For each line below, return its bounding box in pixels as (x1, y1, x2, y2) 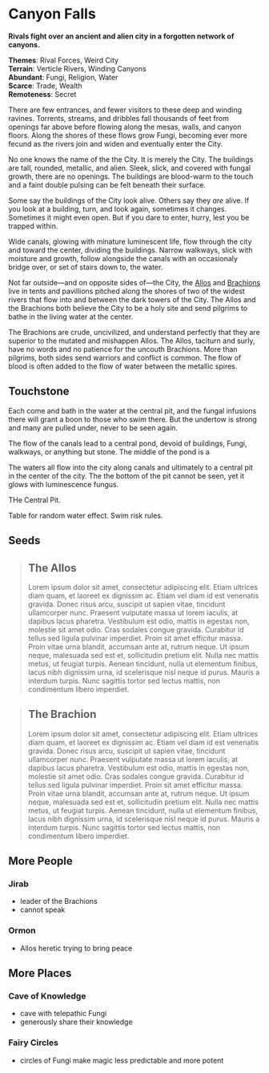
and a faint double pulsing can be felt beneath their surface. (8, 180, 207, 189)
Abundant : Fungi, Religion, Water (8, 72, 118, 82)
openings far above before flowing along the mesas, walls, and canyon (8, 122, 242, 131)
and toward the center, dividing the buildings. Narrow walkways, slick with (8, 245, 253, 255)
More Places (8, 966, 72, 980)
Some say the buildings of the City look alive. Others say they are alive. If (8, 196, 250, 205)
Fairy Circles (8, 1037, 58, 1048)
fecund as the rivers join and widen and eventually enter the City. (8, 139, 223, 148)
